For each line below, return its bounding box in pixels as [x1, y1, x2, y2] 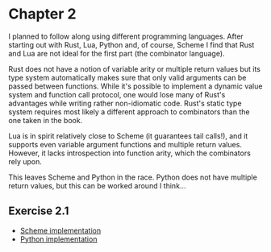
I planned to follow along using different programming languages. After [8, 31, 244, 41]
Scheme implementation [19, 225, 102, 235]
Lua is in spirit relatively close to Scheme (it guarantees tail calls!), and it [8, 130, 248, 141]
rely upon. [8, 156, 43, 166]
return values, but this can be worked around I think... [8, 180, 186, 190]
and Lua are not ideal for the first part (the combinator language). [8, 48, 225, 58]
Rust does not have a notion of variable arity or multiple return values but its [8, 64, 261, 73]
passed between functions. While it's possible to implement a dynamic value [8, 81, 263, 91]
